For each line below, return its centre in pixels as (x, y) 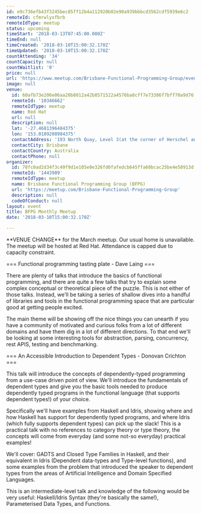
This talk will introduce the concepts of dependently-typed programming (96, 374)
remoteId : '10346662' (39, 100)
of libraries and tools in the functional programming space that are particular (100, 301)
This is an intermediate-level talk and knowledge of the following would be (98, 491)
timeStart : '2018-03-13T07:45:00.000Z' (56, 34)
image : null (21, 84)
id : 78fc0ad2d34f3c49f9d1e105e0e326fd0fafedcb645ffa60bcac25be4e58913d (103, 167)
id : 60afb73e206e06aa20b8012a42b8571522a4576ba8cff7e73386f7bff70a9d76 (103, 95)
